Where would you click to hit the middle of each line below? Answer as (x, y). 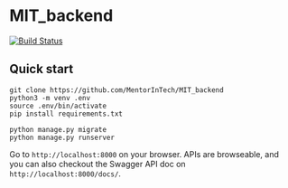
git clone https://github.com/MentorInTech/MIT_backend (116, 90)
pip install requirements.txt (66, 114)
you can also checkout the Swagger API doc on (98, 164)
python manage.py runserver (62, 137)
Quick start (42, 69)
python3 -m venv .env (50, 98)
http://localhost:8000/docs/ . (65, 174)
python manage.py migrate (58, 129)
